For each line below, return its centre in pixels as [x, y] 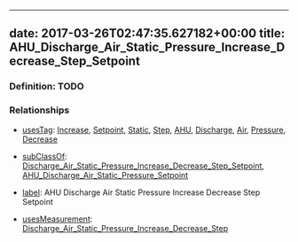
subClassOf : [45, 156]
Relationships [39, 110]
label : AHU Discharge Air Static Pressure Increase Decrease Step [141, 192]
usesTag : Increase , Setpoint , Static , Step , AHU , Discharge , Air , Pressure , [154, 129]
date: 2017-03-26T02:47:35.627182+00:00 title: [147, 33]
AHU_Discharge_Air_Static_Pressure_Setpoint [105, 175]
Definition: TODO [47, 87]
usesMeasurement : [57, 219]
